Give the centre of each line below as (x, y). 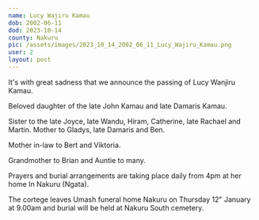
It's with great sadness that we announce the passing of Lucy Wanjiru (122, 82)
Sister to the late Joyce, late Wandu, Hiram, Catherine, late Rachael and (125, 121)
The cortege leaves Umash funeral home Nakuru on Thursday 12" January (129, 199)
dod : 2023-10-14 (35, 30)
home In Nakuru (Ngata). (49, 184)
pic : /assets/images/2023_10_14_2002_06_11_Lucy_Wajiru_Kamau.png (120, 45)
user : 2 (21, 52)
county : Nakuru (33, 38)
